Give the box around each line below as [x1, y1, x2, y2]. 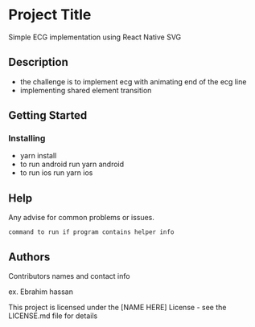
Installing [8, 133, 46, 144]
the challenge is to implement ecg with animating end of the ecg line [19, 76, 247, 86]
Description [8, 55, 68, 69]
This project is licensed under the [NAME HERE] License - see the [8, 303, 227, 313]
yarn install [19, 151, 57, 161]
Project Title [8, 6, 92, 24]
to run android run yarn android [19, 159, 125, 170]
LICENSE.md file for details [8, 311, 98, 321]
